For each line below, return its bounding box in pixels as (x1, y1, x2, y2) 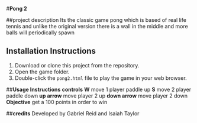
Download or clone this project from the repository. (14, 61, 140, 69)
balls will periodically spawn (6, 29, 75, 36)
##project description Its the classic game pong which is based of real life (6, 17, 186, 23)
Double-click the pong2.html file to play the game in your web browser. (14, 74, 188, 82)
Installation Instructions (6, 46, 96, 56)
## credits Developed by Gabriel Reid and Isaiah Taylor (6, 109, 140, 117)
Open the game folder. (14, 68, 70, 75)
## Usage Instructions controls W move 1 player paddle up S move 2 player (6, 86, 191, 93)
